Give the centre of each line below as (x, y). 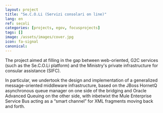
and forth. (15, 106)
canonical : (16, 46)
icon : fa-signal (22, 42)
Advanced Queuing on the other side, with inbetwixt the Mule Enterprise (78, 96)
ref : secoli (17, 23)
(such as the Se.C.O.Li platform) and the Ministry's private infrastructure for (82, 65)
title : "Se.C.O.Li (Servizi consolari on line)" (56, 14)
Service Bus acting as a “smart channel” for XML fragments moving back (79, 101)
